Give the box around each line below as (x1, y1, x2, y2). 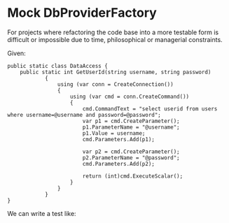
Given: (7, 49, 26, 57)
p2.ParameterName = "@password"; (82, 154, 180, 161)
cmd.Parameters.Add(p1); (82, 136, 155, 143)
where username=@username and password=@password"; (7, 111, 161, 118)
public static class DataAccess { (7, 62, 109, 69)
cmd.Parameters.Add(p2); (82, 160, 155, 167)
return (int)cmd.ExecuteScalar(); (82, 173, 183, 180)
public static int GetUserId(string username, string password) (20, 69, 211, 75)
